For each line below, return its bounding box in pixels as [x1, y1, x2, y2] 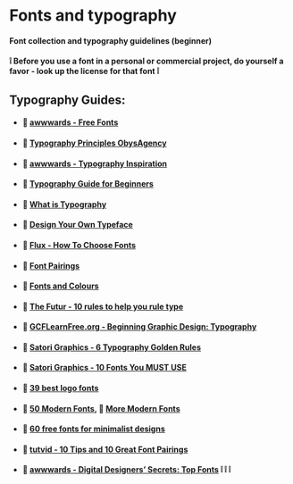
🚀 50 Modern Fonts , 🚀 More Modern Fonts [21, 403, 180, 413]
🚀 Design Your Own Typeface [21, 220, 134, 230]
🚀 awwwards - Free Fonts [21, 117, 119, 128]
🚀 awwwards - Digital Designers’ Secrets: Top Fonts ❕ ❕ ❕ [21, 464, 231, 475]
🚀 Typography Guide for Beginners [21, 179, 155, 189]
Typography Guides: [9, 92, 126, 107]
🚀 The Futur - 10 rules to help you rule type [21, 301, 184, 312]
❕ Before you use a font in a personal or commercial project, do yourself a [9, 55, 284, 67]
